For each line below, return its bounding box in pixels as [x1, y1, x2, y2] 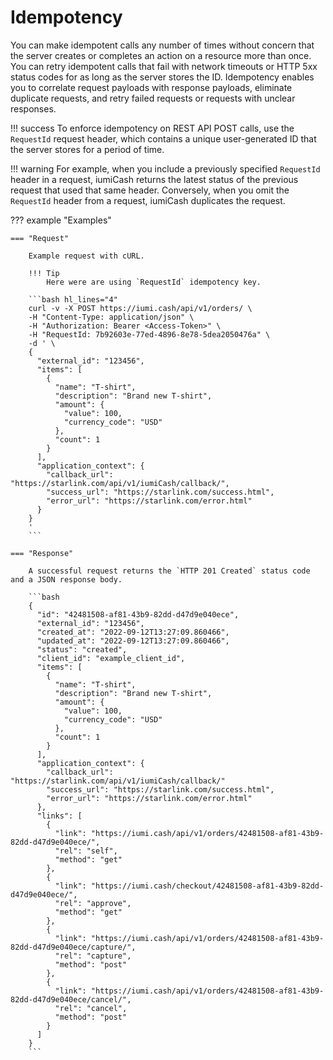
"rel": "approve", [54, 898, 132, 908]
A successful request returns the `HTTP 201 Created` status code [28, 566, 311, 576]
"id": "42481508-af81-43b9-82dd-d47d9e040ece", [36, 609, 240, 620]
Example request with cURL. [28, 251, 145, 261]
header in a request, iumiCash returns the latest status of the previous [10, 173, 299, 185]
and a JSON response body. [10, 574, 123, 585]
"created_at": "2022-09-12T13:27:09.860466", [36, 627, 230, 637]
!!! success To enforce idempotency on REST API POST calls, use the [10, 122, 295, 134]
